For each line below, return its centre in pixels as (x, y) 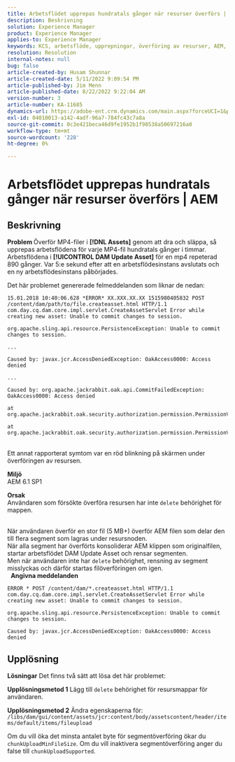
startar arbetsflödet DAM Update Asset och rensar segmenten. (98, 553)
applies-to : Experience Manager (54, 40)
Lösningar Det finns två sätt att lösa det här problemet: (86, 675)
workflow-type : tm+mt (39, 131)
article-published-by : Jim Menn (54, 85)
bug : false (23, 66)
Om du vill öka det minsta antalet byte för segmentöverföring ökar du (107, 736)
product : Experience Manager (50, 33)
